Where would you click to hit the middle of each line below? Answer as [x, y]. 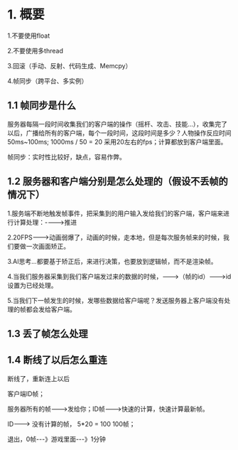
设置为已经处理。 [32, 285]
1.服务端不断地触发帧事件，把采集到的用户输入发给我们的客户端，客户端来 [115, 213]
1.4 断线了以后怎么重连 [58, 360]
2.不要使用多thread [36, 50]
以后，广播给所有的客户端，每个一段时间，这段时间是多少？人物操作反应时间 [119, 133]
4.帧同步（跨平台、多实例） [48, 81]
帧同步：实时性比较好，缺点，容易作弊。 [66, 156]
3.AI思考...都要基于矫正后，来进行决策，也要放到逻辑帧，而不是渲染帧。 [112, 261]
